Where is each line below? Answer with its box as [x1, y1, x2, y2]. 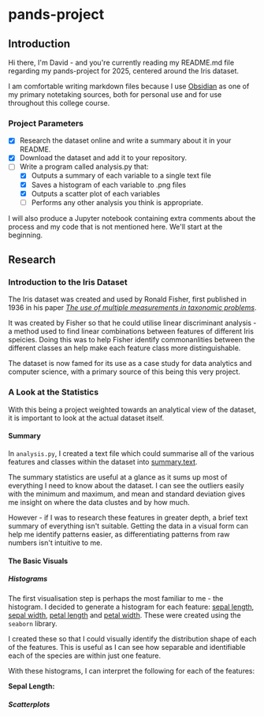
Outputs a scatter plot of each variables [31, 189, 160, 198]
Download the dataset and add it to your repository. [19, 153, 188, 162]
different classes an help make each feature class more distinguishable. [8, 343, 241, 353]
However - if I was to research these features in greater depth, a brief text [8, 513, 248, 522]
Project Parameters [8, 118, 84, 129]
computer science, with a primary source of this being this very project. [8, 367, 240, 376]
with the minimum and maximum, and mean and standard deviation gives [8, 489, 246, 499]
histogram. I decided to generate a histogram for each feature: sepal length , [8, 602, 255, 612]
